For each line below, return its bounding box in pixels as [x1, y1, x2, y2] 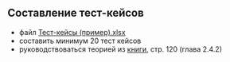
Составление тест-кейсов [7, 6, 144, 20]
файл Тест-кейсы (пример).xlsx [18, 27, 126, 37]
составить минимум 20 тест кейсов [18, 36, 142, 45]
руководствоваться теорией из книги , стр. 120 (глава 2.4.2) [18, 44, 223, 54]
